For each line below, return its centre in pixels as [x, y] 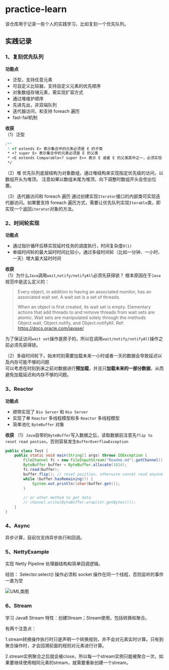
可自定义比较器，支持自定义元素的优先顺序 [57, 86]
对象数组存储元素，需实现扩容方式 [48, 92]
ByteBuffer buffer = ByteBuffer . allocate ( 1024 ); [75, 465]
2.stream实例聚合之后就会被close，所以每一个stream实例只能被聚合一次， [82, 656]
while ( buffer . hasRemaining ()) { [58, 479]
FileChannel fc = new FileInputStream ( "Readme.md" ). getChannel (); [94, 460]
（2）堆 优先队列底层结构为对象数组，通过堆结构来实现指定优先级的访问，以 [84, 173]
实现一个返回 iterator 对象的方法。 [41, 209]
